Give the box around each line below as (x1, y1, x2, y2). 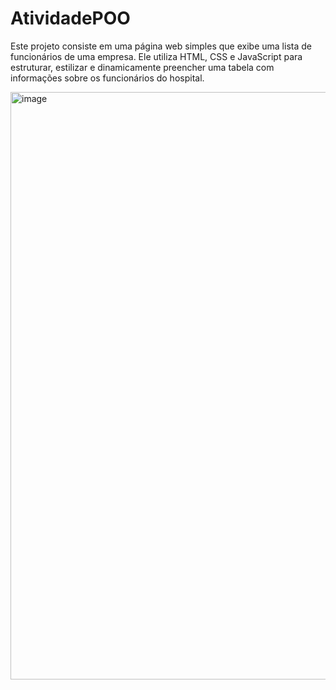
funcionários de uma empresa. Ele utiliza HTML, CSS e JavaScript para (10, 50, 303, 62)
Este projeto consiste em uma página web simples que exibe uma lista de (10, 40, 312, 52)
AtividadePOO (10, 7, 131, 30)
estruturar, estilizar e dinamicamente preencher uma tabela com (10, 61, 275, 73)
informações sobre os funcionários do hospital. (10, 72, 205, 84)
